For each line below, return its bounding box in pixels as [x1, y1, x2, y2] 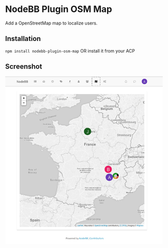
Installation [5, 34, 41, 43]
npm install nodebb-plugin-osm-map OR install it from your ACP [5, 47, 135, 53]
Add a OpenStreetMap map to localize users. [5, 20, 97, 26]
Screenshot [5, 62, 42, 71]
